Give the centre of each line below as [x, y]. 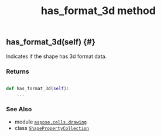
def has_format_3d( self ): [37, 88]
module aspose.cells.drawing [50, 122]
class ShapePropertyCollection [52, 128]
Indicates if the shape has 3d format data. [56, 56]
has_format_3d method [98, 11]
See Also [19, 109]
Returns [18, 71]
